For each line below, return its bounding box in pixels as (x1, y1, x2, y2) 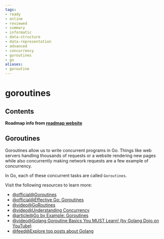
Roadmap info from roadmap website (5, 120, 82, 126)
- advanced (5, 44, 27, 49)
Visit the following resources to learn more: (5, 182, 92, 188)
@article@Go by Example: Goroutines (12, 212, 89, 218)
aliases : (5, 62, 23, 67)
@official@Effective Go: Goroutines (12, 197, 84, 203)
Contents (5, 107, 34, 115)
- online (5, 16, 23, 21)
